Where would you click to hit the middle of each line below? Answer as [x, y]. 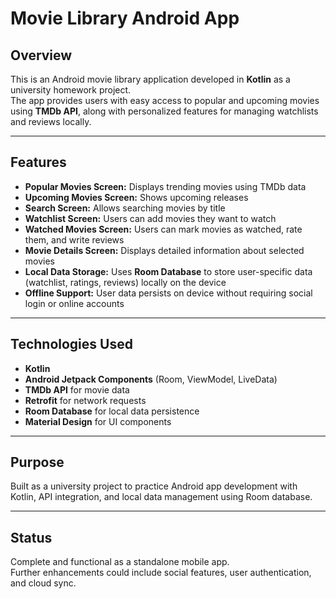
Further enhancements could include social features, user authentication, [161, 573]
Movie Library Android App [125, 18]
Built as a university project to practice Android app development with [154, 486]
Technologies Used [71, 344]
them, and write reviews [74, 239]
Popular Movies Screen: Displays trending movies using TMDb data [165, 186]
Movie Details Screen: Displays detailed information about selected [164, 250]
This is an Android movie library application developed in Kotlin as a [150, 79]
